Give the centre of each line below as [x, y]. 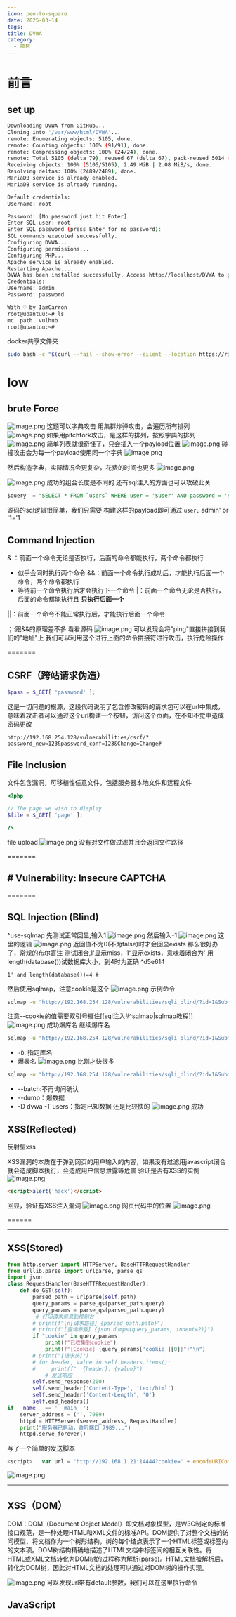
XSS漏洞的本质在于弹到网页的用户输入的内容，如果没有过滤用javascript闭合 [117, 1162]
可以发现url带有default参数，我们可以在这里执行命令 [122, 1583]
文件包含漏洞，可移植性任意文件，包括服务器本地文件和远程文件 [99, 783]
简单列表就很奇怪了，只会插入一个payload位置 [114, 444]
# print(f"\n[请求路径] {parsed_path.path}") [98, 1323]
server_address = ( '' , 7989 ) [63, 1414]
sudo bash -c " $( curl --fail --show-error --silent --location [102, 355]
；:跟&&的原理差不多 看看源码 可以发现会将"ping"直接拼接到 [113, 628]
